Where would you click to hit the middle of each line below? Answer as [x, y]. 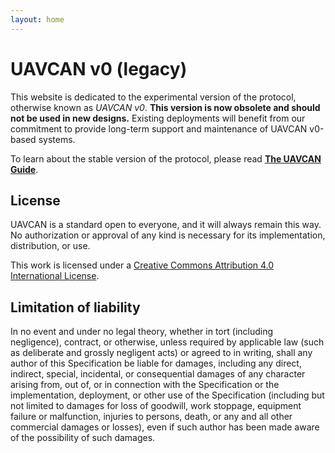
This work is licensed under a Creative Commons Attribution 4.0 [142, 265]
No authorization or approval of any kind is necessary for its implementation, [168, 235]
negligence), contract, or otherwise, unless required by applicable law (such [167, 342]
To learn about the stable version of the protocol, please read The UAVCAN [166, 158]
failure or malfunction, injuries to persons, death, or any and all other [151, 417]
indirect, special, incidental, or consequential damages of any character [158, 374]
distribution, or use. [50, 246]
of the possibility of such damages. [83, 438]
